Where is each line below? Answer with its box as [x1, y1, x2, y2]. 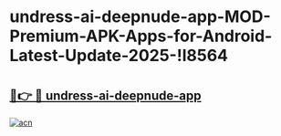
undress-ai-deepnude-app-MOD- [9, 6, 271, 27]
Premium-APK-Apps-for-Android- [9, 26, 273, 47]
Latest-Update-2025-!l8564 [9, 46, 229, 66]
